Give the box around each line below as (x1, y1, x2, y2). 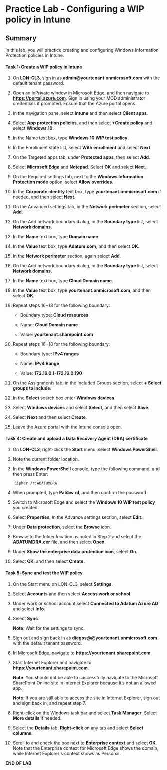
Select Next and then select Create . (12, 414, 87, 420)
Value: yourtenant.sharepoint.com (20, 331, 94, 338)
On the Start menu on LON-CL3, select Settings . (12, 581, 113, 587)
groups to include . (12, 385, 52, 391)
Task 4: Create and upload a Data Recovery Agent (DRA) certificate (5, 435, 148, 441)
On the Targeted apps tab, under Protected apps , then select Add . (12, 154, 150, 160)
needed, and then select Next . (12, 194, 76, 200)
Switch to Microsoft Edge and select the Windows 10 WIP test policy (12, 499, 155, 505)
